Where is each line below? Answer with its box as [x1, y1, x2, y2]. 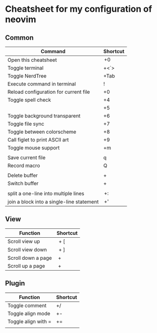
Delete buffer [7, 172, 38, 179]
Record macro [7, 162, 40, 169]
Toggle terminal [7, 65, 44, 71]
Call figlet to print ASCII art [7, 137, 69, 143]
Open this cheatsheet [7, 56, 57, 63]
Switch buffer [7, 180, 39, 187]
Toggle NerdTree [7, 73, 47, 79]
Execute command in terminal [7, 81, 76, 87]
